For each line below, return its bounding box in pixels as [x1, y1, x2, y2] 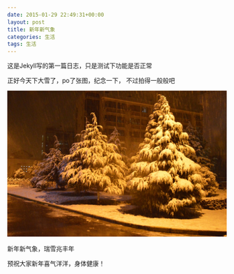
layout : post [7, 18, 45, 26]
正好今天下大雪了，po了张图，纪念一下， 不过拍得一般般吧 [7, 77, 175, 85]
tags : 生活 [7, 40, 37, 48]
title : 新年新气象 [7, 26, 56, 33]
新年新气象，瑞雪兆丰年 [7, 244, 75, 252]
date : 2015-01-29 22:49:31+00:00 [7, 11, 104, 18]
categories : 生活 [7, 33, 56, 40]
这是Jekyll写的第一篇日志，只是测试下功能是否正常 [7, 61, 153, 70]
